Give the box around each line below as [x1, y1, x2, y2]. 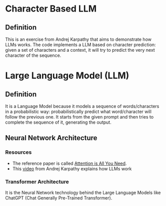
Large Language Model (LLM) [5, 70, 129, 81]
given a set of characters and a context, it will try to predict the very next [5, 47, 155, 53]
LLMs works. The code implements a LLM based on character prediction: [5, 42, 156, 48]
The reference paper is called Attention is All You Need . [12, 160, 127, 166]
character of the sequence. [5, 52, 61, 58]
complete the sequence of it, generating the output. [5, 119, 111, 125]
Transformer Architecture [5, 178, 69, 185]
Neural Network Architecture [5, 134, 97, 142]
